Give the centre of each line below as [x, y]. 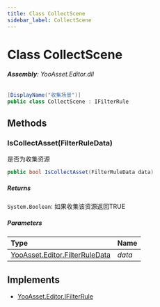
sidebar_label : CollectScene [49, 20]
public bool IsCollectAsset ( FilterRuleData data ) [81, 172]
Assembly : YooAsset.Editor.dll [51, 74]
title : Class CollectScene [46, 14]
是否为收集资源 [29, 159]
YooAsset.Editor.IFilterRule [55, 296]
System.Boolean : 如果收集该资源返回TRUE [66, 207]
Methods [27, 124]
